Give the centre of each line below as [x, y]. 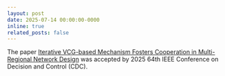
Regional [20, 60]
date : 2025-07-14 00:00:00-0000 [53, 20]
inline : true [26, 26]
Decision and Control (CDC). [47, 66]
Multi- [207, 52]
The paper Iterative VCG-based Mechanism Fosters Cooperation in [102, 52]
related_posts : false [38, 33]
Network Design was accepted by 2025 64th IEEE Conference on [126, 60]
